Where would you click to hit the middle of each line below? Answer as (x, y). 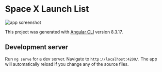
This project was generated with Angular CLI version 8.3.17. (64, 32)
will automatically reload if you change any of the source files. (67, 64)
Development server (37, 47)
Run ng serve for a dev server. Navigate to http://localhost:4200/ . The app (81, 59)
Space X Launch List (47, 9)
